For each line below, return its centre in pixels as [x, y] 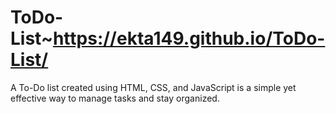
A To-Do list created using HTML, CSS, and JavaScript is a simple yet [153, 87]
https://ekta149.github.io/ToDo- [189, 38]
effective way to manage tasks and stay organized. [115, 98]
